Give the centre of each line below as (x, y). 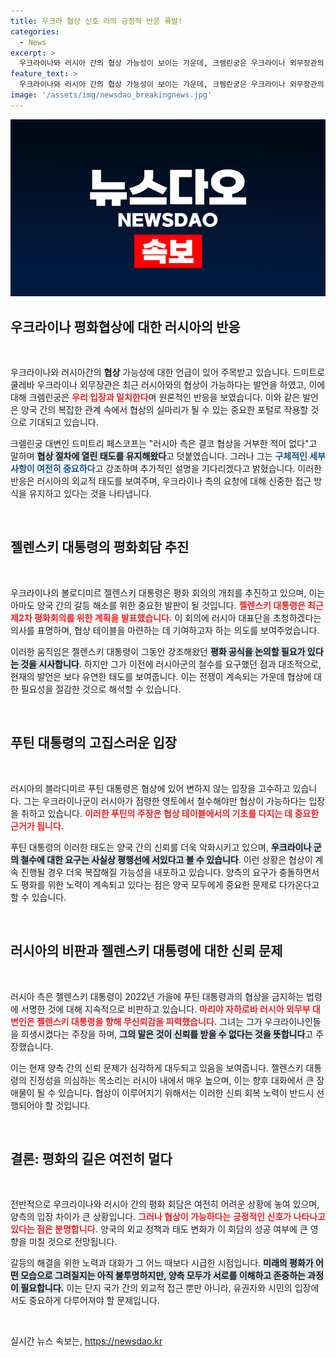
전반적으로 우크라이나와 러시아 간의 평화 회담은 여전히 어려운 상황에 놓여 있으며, (165, 1204)
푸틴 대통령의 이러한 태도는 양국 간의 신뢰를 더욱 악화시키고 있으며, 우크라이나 (161, 847)
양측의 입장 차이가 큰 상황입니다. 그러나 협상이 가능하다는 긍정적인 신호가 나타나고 (168, 1217)
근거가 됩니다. (37, 826)
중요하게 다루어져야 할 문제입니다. (94, 1301)
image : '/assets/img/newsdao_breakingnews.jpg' (111, 95)
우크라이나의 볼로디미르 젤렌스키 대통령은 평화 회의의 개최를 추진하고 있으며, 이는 (168, 592)
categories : (35, 31)
